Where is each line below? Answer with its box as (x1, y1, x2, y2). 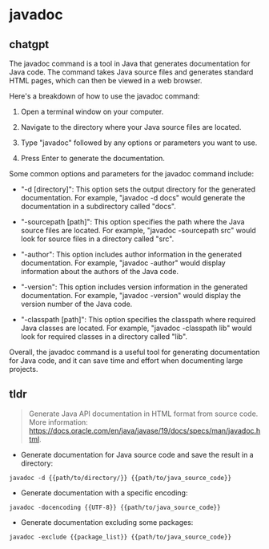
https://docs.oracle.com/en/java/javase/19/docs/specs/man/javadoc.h (28, 426, 261, 435)
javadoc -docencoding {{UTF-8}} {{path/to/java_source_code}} (9, 503, 221, 511)
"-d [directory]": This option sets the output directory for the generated (20, 184, 255, 194)
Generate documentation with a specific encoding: (20, 487, 188, 498)
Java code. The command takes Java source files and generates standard (9, 67, 254, 77)
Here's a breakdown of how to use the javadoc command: (9, 91, 200, 101)
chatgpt (9, 38, 50, 51)
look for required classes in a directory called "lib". (20, 332, 187, 341)
